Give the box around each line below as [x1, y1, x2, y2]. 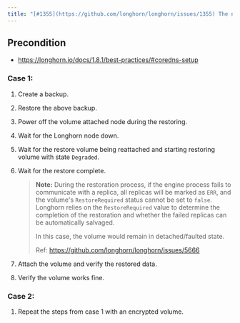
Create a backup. [17, 90, 69, 98]
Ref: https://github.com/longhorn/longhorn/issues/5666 [35, 245, 200, 254]
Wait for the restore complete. [17, 166, 106, 175]
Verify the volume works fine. [17, 273, 105, 282]
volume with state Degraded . [17, 153, 100, 161]
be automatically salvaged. [35, 218, 115, 227]
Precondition [7, 37, 66, 49]
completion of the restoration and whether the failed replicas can [35, 210, 227, 219]
